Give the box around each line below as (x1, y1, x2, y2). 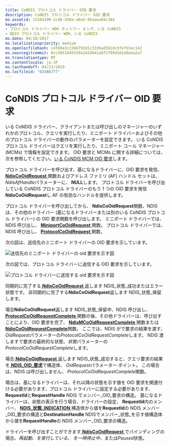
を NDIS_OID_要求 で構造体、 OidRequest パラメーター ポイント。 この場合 (5, 362, 160, 368)
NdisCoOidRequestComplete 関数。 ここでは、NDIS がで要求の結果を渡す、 (5, 325, 165, 331)
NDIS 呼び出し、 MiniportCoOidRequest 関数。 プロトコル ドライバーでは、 (5, 222, 165, 228)
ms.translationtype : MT (5, 55, 56, 60)
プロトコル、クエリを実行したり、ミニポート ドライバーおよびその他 (18, 130, 163, 136)
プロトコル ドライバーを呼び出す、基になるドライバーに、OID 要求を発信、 (5, 166, 162, 172)
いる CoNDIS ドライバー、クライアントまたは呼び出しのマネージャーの (5, 123, 153, 129)
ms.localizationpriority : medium (5, 41, 76, 46)
